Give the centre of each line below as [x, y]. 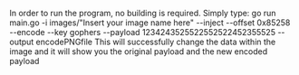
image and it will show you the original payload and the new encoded [139, 52]
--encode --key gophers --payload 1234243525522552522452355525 [143, 32]
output [22, 42]
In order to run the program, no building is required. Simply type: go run [143, 13]
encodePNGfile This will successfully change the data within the [156, 42]
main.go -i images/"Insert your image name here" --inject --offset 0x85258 [150, 23]
